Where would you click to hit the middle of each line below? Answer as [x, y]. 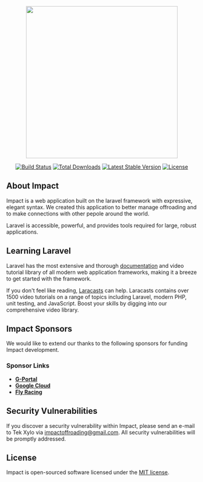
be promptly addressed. [36, 439]
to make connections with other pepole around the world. [78, 214]
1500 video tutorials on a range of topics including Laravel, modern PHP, [96, 297]
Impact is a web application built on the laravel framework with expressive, [99, 200]
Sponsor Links [28, 366]
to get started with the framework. [49, 278]
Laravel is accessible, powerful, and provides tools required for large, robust [101, 225]
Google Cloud [33, 385]
